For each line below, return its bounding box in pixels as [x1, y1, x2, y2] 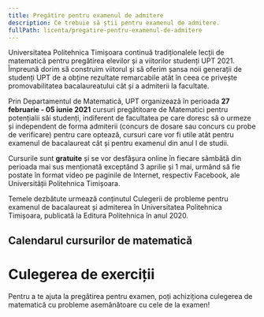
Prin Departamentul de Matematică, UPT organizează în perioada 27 [8, 96, 230, 106]
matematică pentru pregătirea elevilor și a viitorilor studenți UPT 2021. [8, 56, 235, 65]
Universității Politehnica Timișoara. [8, 179, 121, 188]
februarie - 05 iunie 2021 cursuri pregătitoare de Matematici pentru [8, 105, 229, 114]
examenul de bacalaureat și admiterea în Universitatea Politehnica [8, 203, 222, 212]
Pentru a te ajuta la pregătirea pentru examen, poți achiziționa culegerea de [8, 291, 253, 300]
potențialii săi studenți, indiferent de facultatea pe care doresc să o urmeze [8, 114, 252, 123]
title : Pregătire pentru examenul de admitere [8, 11, 164, 20]
